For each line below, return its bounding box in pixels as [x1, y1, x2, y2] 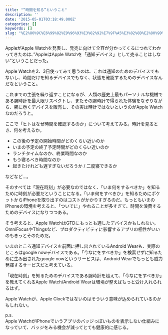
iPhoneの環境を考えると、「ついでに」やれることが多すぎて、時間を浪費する [5, 203, 161, 209]
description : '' [5, 12, 39, 17]
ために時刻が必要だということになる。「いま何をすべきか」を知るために [5, 191, 152, 196]
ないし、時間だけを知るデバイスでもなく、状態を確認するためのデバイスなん [5, 75, 163, 80]
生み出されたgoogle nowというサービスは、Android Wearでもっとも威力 [13, 256, 163, 261]
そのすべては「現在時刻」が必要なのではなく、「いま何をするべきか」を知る [5, 184, 160, 190]
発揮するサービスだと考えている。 [5, 262, 75, 268]
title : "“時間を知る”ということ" [5, 7, 67, 13]
